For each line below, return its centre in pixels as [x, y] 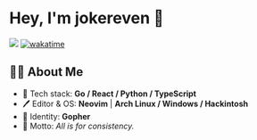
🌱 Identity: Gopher [56, 116]
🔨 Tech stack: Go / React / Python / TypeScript [109, 94]
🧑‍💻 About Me [46, 72]
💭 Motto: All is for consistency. [78, 126]
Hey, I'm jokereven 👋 [87, 18]
